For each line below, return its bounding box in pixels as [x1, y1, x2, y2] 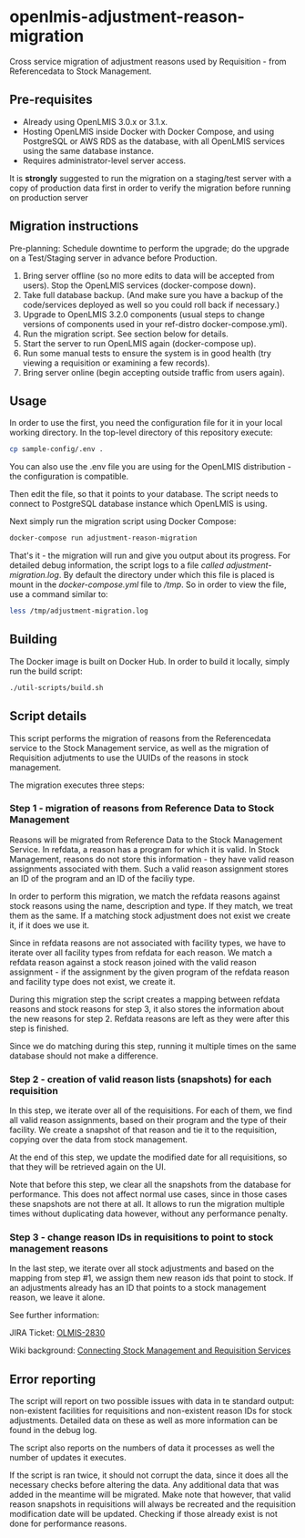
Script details [9, 708, 87, 724]
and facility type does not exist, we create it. [9, 975, 176, 986]
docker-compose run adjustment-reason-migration [9, 533, 198, 543]
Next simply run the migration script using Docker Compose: [9, 516, 237, 527]
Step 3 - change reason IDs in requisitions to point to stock [9, 1231, 274, 1244]
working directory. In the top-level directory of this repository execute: [9, 427, 273, 439]
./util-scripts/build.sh [9, 683, 104, 692]
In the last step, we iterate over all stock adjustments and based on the [9, 1263, 275, 1274]
